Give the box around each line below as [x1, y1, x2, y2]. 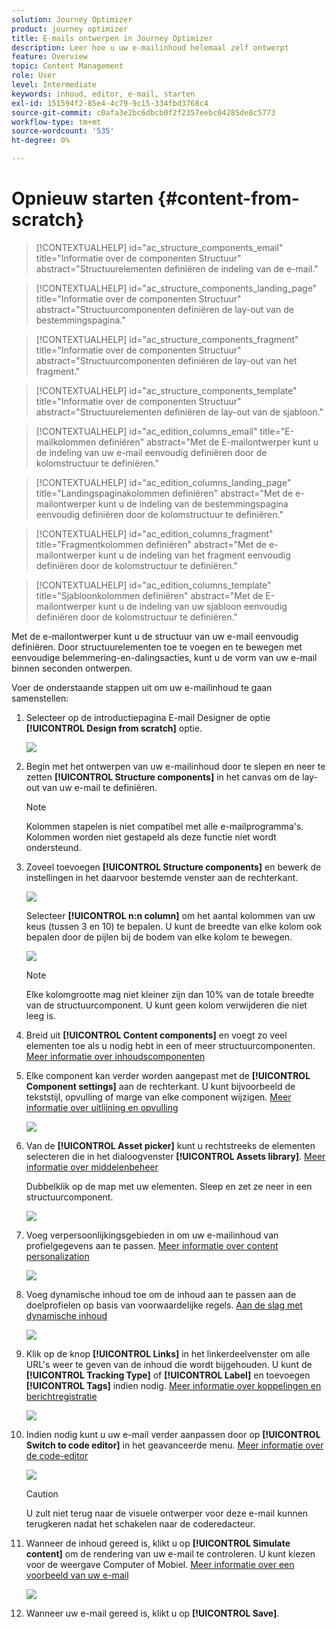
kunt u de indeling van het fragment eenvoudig [97, 549, 291, 561]
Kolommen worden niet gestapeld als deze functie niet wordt [25, 831, 277, 843]
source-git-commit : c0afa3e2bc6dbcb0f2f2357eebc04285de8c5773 [11, 107, 276, 118]
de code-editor [25, 1449, 89, 1461]
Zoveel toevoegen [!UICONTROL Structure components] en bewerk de [25, 861, 322, 873]
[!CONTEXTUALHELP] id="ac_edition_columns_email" [35, 425, 258, 437]
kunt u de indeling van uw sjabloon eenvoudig [97, 600, 288, 612]
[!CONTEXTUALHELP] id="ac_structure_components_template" [35, 384, 298, 396]
